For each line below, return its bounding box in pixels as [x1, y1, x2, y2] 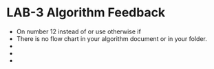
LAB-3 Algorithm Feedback [6, 5, 166, 20]
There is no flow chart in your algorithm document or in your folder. [16, 34, 208, 42]
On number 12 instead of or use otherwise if [16, 27, 142, 36]
